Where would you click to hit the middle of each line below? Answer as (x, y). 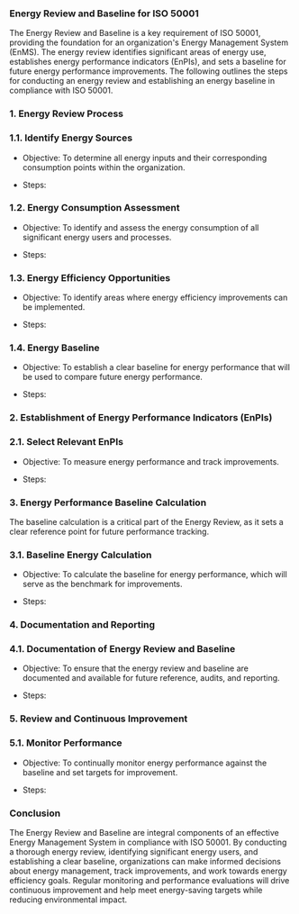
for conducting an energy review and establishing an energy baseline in (142, 81)
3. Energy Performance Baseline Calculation (108, 502)
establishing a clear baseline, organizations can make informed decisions (145, 861)
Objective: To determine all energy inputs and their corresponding (145, 158)
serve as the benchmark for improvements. (102, 584)
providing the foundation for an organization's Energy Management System (149, 42)
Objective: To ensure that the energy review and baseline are (136, 668)
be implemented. (54, 307)
